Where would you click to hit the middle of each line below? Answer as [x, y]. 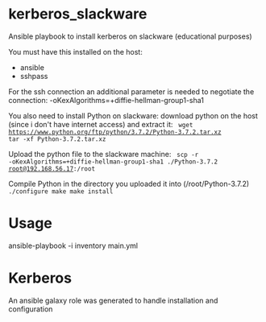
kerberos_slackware [78, 14]
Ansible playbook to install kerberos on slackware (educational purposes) [130, 36]
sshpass [34, 76]
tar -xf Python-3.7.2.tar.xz [57, 139]
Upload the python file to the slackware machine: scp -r [104, 154]
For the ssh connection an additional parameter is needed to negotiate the [131, 91]
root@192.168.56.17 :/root [52, 169]
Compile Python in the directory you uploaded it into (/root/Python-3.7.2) [129, 184]
